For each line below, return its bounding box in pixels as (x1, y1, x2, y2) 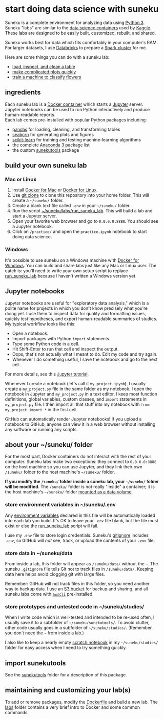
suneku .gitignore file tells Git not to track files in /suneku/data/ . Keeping (5, 566, 154, 572)
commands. (5, 709, 29, 715)
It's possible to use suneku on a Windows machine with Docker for (5, 257, 139, 263)
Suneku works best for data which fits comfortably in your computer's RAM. (5, 39, 158, 45)
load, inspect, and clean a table (12, 64, 76, 70)
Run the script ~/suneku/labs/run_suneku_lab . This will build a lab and (12, 208, 153, 214)
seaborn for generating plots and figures (12, 131, 94, 138)
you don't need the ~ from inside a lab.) (5, 630, 84, 636)
